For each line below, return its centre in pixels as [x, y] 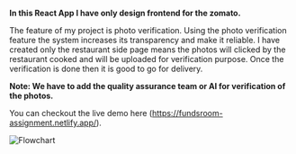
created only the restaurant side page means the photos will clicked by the [148, 50]
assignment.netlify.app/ [53, 122]
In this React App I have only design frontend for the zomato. [125, 13]
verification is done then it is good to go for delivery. [106, 68]
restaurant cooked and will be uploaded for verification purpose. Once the [147, 59]
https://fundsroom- [187, 113]
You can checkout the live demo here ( [81, 113]
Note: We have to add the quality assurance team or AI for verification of [148, 86]
